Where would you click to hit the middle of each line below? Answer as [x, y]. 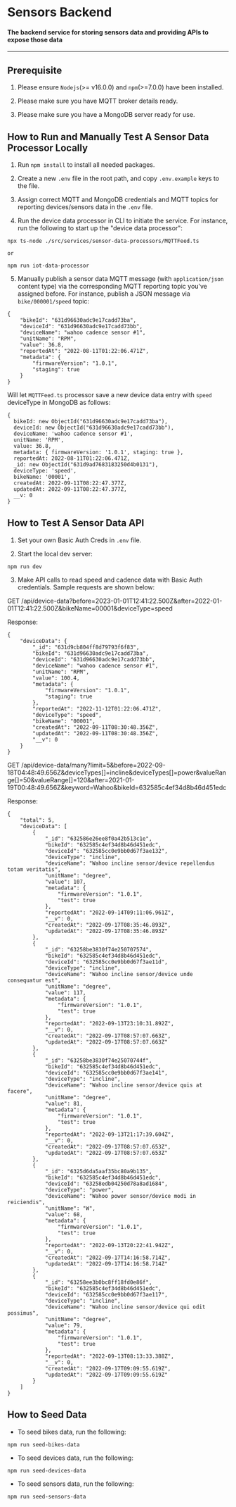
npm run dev [25, 567]
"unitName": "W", [70, 1208]
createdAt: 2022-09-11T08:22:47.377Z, [71, 483]
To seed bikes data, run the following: [72, 1432]
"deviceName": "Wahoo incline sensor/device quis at [123, 1085]
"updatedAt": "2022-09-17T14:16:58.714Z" [106, 1264]
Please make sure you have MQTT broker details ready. [98, 101]
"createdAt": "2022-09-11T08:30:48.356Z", [96, 727]
